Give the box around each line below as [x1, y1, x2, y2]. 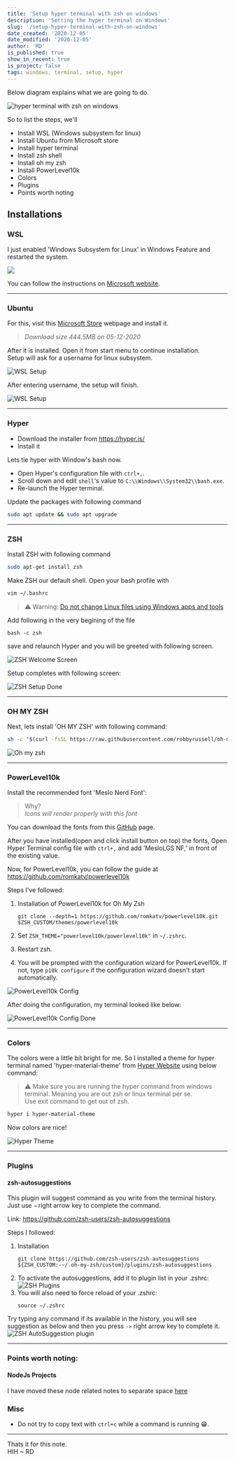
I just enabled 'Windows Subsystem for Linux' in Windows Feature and [7, 246, 211, 254]
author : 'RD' [7, 43, 45, 50]
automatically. [17, 973, 58, 982]
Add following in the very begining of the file [7, 616, 135, 624]
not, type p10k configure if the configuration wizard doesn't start [17, 966, 205, 975]
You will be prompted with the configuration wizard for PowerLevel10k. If [17, 959, 227, 967]
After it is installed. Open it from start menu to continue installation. [7, 346, 200, 355]
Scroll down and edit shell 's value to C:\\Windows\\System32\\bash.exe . [17, 477, 225, 485]
